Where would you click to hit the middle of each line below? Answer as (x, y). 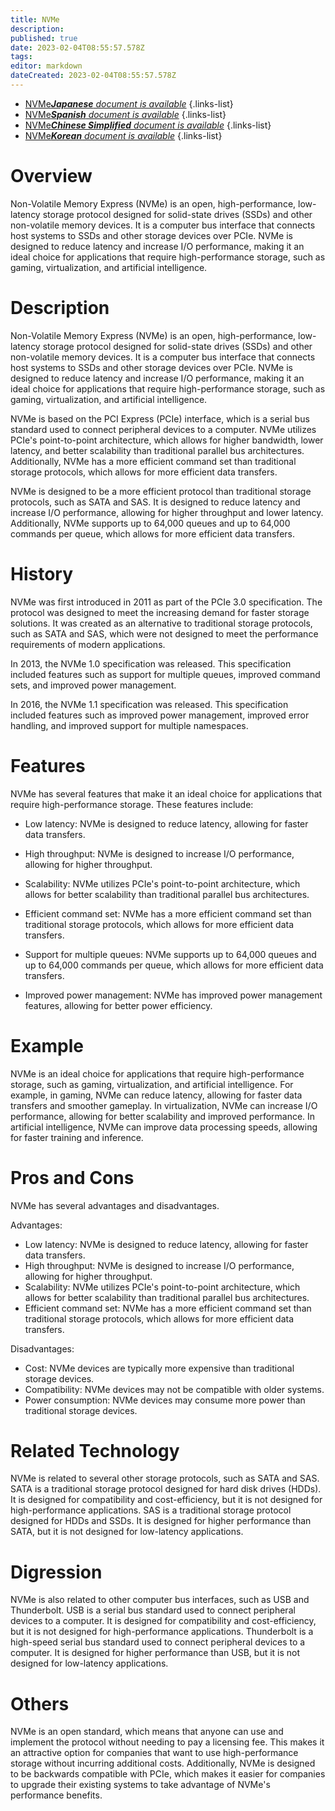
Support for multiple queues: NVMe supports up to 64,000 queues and (170, 954)
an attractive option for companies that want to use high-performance (154, 1753)
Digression (56, 1572)
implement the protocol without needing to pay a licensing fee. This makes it (167, 1742)
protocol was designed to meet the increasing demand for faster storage (160, 612)
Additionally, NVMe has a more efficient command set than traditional (153, 461)
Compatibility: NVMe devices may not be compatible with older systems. (174, 1389)
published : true (44, 38)
